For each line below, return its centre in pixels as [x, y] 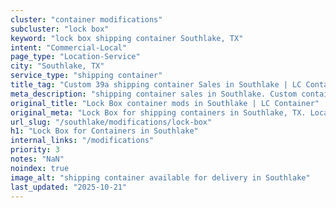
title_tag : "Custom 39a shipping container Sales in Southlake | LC [156, 85]
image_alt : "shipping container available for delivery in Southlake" [160, 177]
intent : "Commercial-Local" [69, 47]
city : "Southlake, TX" [57, 66]
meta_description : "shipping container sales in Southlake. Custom [154, 94]
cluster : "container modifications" [86, 19]
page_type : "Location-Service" [75, 57]
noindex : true [40, 168]
